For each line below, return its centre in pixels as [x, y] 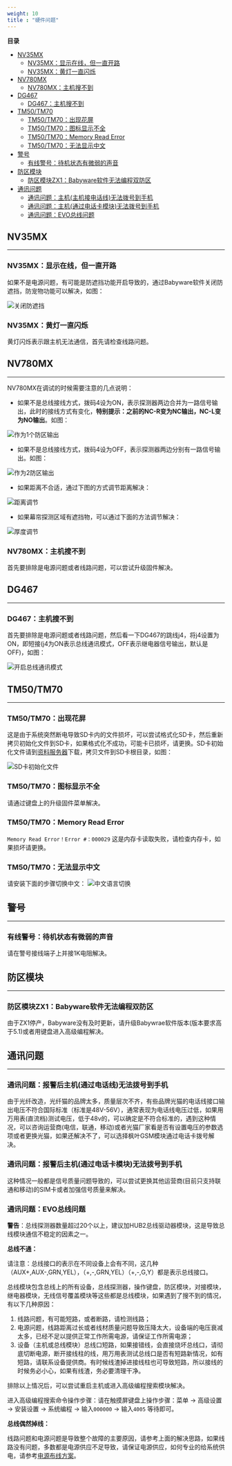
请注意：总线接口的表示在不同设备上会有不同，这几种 [83, 1264]
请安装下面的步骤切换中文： [47, 884]
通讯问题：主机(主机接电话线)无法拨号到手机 [90, 197]
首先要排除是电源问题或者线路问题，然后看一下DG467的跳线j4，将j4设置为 [113, 635]
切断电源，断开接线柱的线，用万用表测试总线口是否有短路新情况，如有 [123, 1354]
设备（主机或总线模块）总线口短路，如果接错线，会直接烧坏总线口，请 [117, 1345]
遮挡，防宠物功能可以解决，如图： [56, 291]
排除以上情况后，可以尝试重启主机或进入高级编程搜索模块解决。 [98, 1386]
